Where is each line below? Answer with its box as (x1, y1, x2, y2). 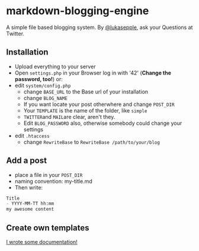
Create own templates (6, 223, 89, 233)
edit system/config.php (14, 82, 71, 89)
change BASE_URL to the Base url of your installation (23, 88, 149, 95)
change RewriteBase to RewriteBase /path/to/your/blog (23, 138, 160, 146)
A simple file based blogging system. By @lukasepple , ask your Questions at (6, 24, 193, 31)
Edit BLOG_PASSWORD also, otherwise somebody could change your (23, 120, 182, 127)
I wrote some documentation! (6, 239, 78, 245)
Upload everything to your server (14, 63, 96, 70)
